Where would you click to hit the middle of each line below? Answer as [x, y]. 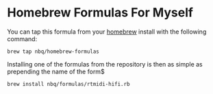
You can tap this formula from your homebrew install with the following [107, 32]
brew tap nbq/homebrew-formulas [53, 51]
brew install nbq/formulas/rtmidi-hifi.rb [68, 84]
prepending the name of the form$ [56, 71]
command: [22, 38]
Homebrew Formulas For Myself [100, 13]
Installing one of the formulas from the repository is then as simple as [105, 64]
